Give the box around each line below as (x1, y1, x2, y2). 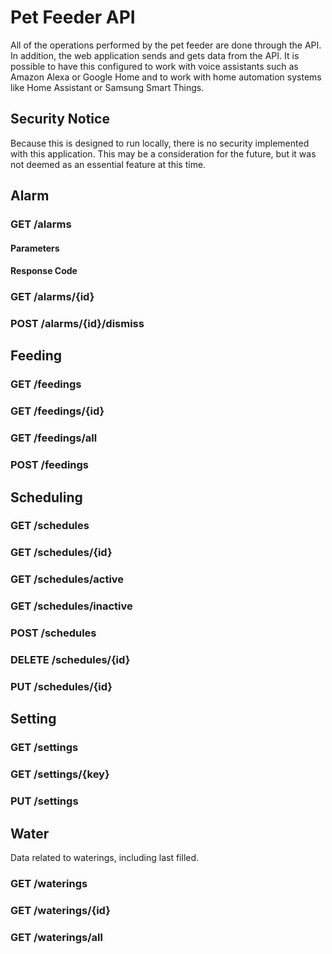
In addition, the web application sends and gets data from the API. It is (10, 49, 300, 61)
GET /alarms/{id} (10, 290, 95, 304)
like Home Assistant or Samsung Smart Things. (10, 81, 205, 93)
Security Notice (10, 111, 110, 128)
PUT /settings (10, 794, 79, 808)
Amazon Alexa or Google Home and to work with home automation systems (10, 71, 322, 83)
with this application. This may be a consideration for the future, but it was (10, 147, 317, 160)
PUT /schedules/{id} (10, 680, 113, 694)
